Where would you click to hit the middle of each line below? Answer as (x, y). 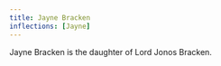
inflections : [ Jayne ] (50, 26)
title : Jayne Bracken (50, 18)
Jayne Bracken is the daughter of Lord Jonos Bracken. (110, 52)
